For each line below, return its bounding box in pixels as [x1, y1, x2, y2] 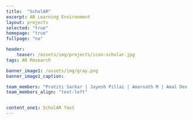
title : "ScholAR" [6, 8, 51, 15]
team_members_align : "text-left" [6, 89, 88, 95]
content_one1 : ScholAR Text [6, 105, 75, 111]
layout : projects [6, 19, 49, 25]
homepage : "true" [6, 30, 49, 36]
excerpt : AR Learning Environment [6, 14, 91, 20]
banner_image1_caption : [6, 73, 65, 79]
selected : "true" [6, 25, 49, 31]
